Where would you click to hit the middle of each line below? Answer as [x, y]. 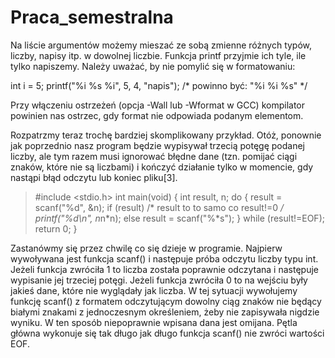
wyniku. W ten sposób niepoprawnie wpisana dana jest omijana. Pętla [154, 322]
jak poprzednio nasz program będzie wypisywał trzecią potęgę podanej [157, 145]
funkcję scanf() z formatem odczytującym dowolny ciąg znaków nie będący [166, 301]
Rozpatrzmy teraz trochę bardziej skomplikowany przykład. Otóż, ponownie [166, 135]
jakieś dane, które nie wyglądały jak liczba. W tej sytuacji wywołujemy [154, 290]
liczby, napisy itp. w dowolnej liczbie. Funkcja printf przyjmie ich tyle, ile [158, 55]
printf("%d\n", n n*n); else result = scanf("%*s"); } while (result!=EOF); [179, 218]
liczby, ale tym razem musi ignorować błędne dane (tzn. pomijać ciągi [154, 156]
